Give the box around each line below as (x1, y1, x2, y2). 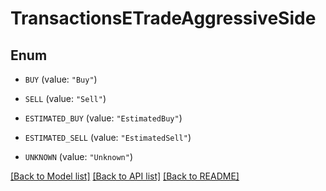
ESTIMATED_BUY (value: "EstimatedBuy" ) (24, 112, 183, 124)
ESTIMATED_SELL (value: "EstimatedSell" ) (24, 132, 192, 143)
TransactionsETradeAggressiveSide (10, 7, 317, 30)
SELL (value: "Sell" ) (24, 93, 107, 104)
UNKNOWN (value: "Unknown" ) (24, 151, 133, 162)
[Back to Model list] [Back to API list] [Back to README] (10, 170, 240, 182)
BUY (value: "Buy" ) (24, 73, 98, 85)
